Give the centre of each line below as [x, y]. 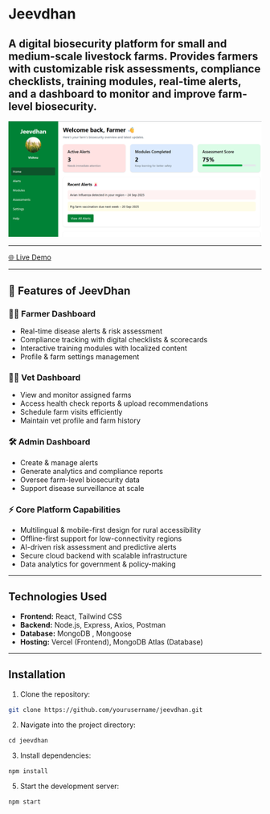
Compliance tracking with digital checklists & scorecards [114, 340]
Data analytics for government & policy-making [98, 564]
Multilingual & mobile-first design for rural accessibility [110, 530]
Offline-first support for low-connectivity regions [101, 538]
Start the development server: [70, 786]
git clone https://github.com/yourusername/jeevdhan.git [106, 710]
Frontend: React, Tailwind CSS [71, 616]
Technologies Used [57, 597]
